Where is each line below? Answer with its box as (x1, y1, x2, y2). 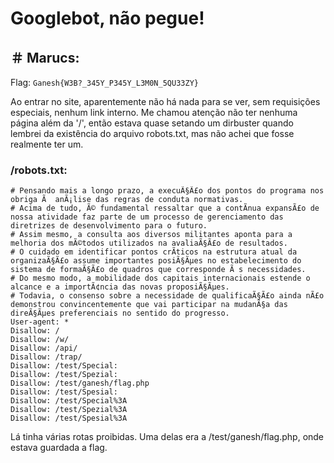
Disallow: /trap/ (10, 352, 83, 362)
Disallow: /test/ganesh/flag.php (10, 378, 150, 389)
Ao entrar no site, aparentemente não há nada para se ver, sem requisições (10, 96, 321, 107)
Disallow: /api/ (10, 343, 78, 354)
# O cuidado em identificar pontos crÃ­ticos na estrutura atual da (10, 247, 298, 257)
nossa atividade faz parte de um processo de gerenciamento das (10, 212, 284, 222)
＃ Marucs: (10, 49, 80, 66)
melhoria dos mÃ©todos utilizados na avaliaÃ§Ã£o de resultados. (10, 238, 288, 249)
